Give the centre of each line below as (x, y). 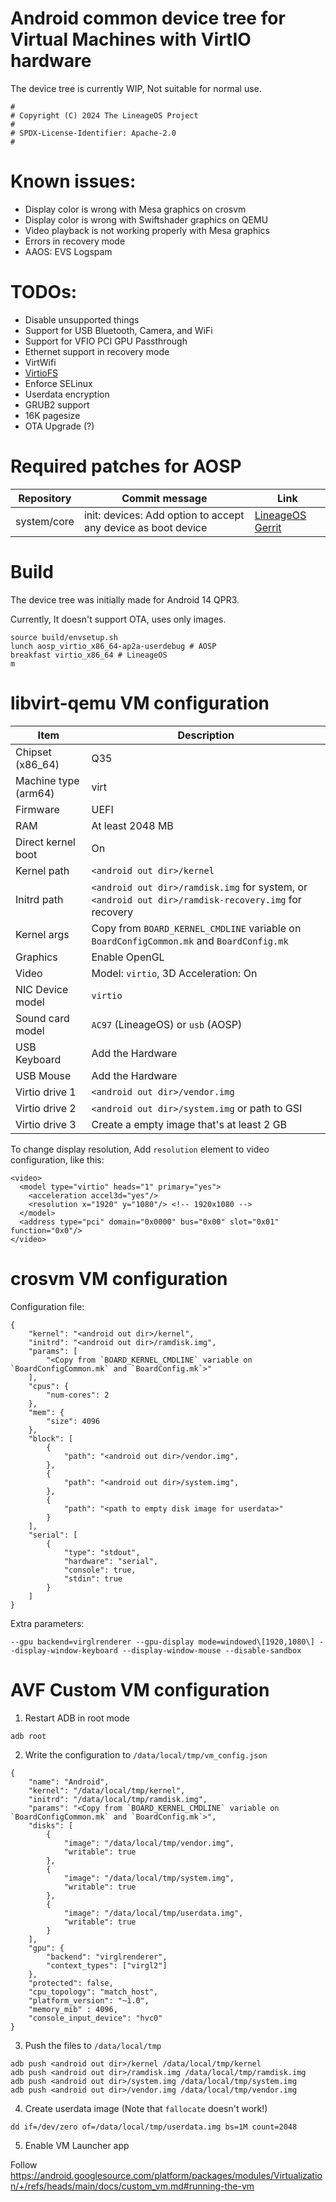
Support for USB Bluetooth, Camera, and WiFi (118, 330)
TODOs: (44, 292)
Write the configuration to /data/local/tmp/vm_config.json (146, 1754)
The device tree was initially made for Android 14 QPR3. (125, 599)
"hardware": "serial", (111, 1561)
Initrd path (39, 899)
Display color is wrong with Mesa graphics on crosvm (135, 209)
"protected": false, (71, 1983)
